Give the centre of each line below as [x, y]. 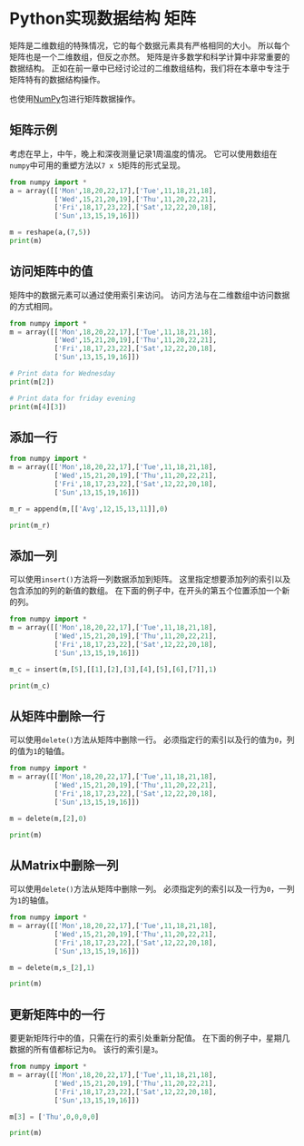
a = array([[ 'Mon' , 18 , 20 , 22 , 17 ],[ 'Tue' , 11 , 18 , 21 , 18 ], [113, 191]
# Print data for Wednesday [63, 374]
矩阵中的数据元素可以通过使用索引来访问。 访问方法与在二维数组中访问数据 [150, 295]
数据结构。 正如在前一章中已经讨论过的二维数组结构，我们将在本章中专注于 [150, 68]
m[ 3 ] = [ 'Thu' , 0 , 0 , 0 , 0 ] [54, 1117]
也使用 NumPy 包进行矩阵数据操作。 [75, 98]
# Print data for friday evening [73, 398]
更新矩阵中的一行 [57, 1014]
